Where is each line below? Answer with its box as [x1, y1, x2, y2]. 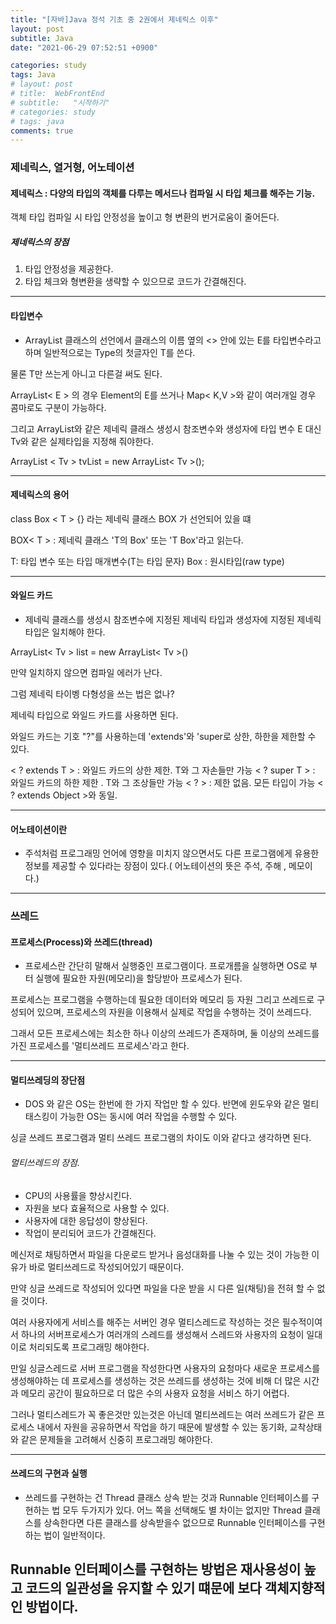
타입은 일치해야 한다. [24, 626, 106, 638]
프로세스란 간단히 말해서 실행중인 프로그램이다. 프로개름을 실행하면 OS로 [24, 960, 308, 972]
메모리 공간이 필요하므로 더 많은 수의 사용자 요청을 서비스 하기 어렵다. [20, 1387, 290, 1399]
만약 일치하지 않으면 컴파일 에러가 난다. [10, 666, 163, 678]
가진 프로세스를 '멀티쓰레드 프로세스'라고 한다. [10, 1040, 190, 1052]
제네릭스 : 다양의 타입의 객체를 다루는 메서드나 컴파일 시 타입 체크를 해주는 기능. [10, 187, 316, 199]
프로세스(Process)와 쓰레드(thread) [10, 936, 153, 948]
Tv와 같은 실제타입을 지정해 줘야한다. [10, 435, 155, 447]
